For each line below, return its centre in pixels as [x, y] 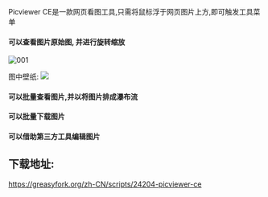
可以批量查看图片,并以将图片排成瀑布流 [73, 96]
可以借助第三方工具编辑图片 [54, 136]
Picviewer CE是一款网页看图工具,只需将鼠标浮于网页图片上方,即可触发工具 [131, 12]
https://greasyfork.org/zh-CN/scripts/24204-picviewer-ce [105, 184]
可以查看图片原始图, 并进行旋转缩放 [67, 42]
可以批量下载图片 [37, 117]
